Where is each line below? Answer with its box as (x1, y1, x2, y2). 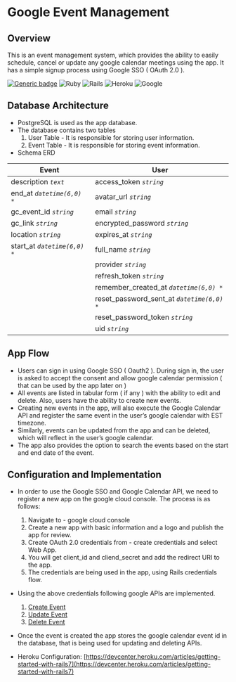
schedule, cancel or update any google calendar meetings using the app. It (7, 58, 225, 67)
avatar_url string (94, 191, 152, 201)
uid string (94, 323, 129, 333)
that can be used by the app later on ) (17, 381, 127, 390)
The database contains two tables (17, 126, 116, 134)
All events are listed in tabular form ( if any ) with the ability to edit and (17, 388, 221, 397)
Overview (7, 32, 51, 44)
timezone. (17, 418, 47, 427)
